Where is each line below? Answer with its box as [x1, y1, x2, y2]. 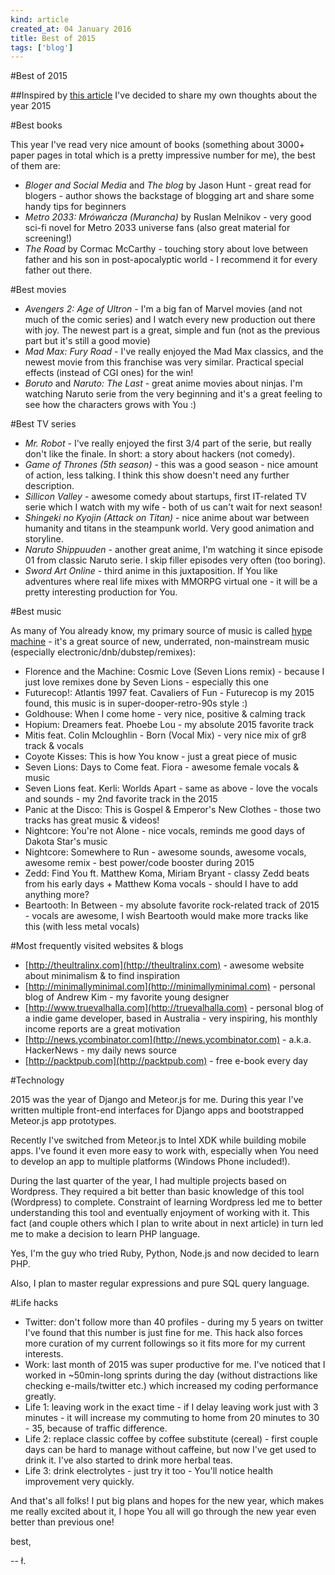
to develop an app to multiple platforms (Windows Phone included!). [10, 1156, 291, 1168]
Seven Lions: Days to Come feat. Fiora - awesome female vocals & [24, 761, 300, 773]
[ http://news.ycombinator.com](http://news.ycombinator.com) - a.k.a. [24, 1034, 312, 1046]
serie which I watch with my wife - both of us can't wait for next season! [24, 501, 323, 513]
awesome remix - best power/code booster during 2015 [24, 857, 255, 869]
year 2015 [10, 100, 52, 112]
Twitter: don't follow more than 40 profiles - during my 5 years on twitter [24, 1316, 324, 1328]
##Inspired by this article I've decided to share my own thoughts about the [10, 89, 318, 101]
